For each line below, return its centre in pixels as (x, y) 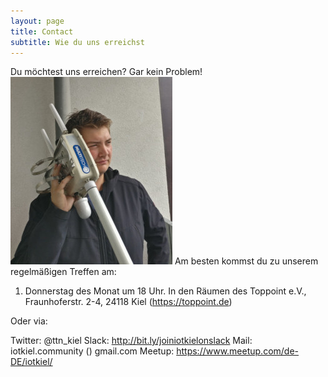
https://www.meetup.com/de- (238, 351)
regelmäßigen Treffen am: (63, 272)
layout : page (37, 21)
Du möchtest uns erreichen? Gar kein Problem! (106, 72)
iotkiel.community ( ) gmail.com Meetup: (92, 351)
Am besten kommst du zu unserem (246, 261)
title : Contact (42, 31)
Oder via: (29, 321)
